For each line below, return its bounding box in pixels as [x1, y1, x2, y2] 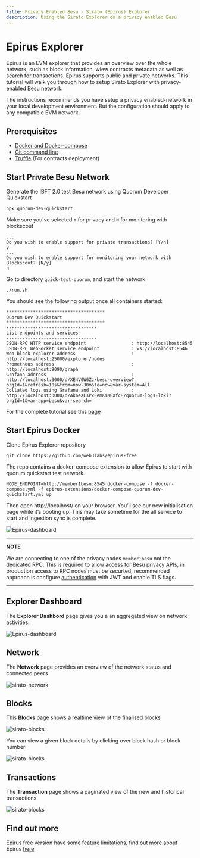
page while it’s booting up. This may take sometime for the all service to [6, 508, 183, 515]
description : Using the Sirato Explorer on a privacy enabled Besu [6, 14, 177, 20]
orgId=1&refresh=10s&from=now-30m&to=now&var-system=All [6, 382, 151, 388]
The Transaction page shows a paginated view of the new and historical [6, 788, 185, 795]
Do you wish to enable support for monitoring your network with [6, 255, 171, 261]
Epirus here [6, 845, 35, 852]
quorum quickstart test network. [6, 469, 85, 476]
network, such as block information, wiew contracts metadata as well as [6, 66, 183, 73]
